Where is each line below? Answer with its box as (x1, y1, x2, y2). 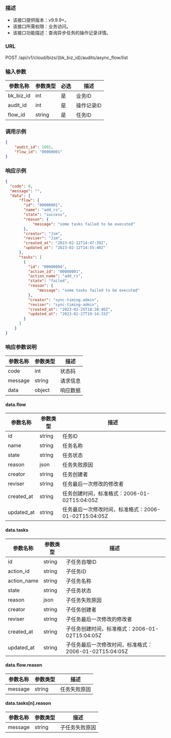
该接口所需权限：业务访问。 (12, 23, 71, 30)
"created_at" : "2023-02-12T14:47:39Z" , (23, 240, 108, 245)
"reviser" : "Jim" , (23, 236, 63, 241)
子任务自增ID (66, 558, 97, 565)
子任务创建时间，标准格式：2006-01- (66, 625, 159, 632)
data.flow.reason (5, 662, 42, 668)
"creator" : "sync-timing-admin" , (27, 297, 99, 303)
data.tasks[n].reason (5, 700, 51, 706)
